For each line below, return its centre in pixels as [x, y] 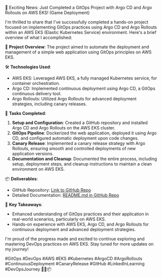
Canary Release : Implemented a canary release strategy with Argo [79, 143]
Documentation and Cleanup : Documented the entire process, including [84, 159]
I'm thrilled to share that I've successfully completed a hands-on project [77, 22]
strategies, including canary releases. [49, 104]
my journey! [17, 249]
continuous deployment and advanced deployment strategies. [74, 229]
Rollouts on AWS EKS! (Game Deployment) [47, 13]
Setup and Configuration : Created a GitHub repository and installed [80, 123]
